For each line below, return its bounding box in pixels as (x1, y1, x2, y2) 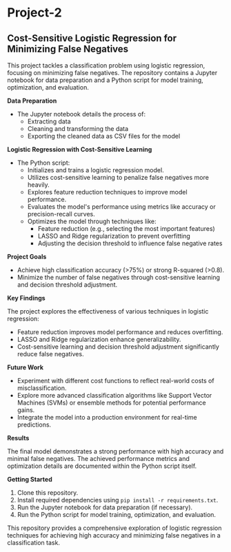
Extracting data (27, 117, 71, 125)
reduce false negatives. (17, 350, 84, 358)
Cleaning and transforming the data (27, 125, 129, 132)
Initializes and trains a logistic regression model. (27, 166, 164, 174)
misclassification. (17, 384, 67, 392)
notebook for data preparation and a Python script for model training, (7, 76, 203, 84)
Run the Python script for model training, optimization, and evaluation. (17, 511, 216, 518)
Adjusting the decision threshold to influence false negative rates (37, 239, 223, 247)
